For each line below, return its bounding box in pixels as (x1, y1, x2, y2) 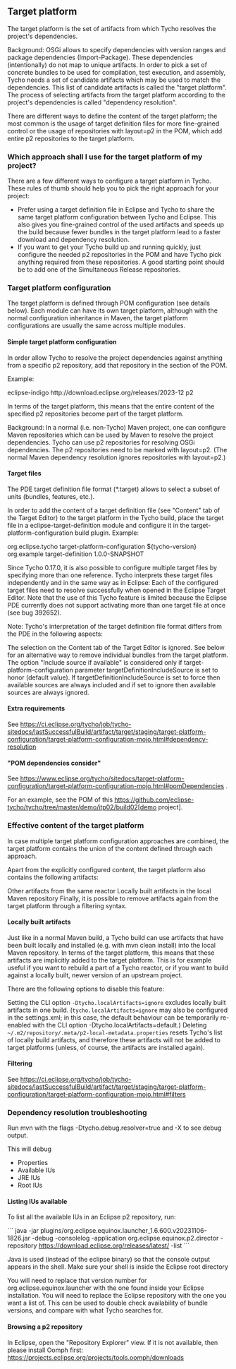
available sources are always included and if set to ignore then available (7, 680, 216, 689)
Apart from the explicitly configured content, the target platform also (7, 865, 206, 874)
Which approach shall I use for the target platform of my (7, 152, 203, 162)
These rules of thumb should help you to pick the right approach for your (7, 184, 219, 193)
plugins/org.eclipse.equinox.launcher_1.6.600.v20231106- (40, 1226, 207, 1235)
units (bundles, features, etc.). (7, 492, 95, 500)
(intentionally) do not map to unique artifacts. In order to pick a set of (7, 60, 208, 69)
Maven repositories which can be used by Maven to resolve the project (7, 430, 213, 439)
